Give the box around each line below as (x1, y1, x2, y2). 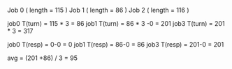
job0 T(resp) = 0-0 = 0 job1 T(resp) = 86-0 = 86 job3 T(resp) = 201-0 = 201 (7, 40, 224, 48)
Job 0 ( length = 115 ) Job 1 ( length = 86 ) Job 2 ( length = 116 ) (7, 6, 190, 14)
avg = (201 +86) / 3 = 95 (7, 54, 78, 62)
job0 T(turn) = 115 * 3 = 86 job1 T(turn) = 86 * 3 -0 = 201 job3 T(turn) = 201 (7, 20, 225, 27)
